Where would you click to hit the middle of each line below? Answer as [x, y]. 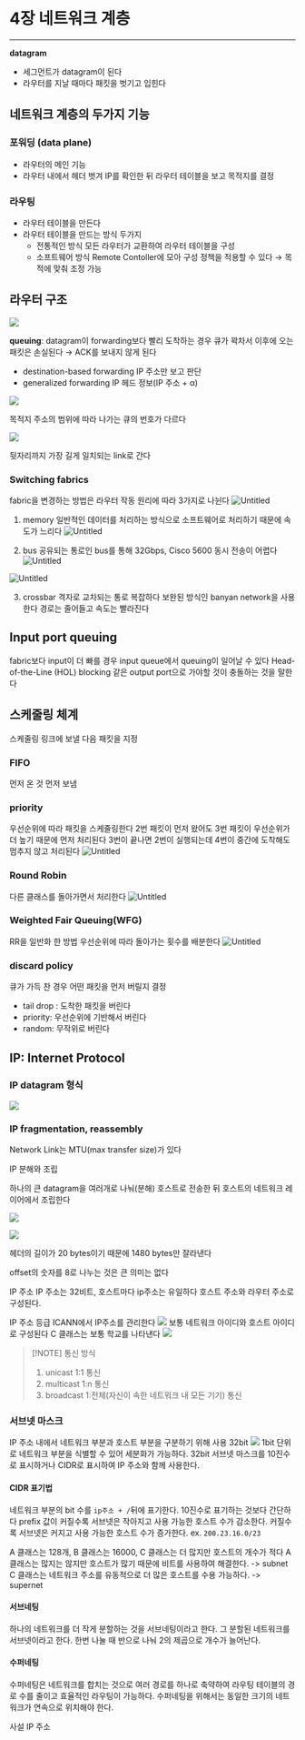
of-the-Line [31, 672]
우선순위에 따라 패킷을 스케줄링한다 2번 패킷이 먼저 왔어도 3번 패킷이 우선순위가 [150, 829]
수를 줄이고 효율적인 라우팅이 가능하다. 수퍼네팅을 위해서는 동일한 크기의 [146, 1696]
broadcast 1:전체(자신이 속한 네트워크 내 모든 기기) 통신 [143, 1395]
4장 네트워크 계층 [70, 19]
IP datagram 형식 [46, 1085]
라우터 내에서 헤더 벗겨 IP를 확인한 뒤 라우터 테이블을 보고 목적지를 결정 [148, 176]
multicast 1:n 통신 [77, 1384]
